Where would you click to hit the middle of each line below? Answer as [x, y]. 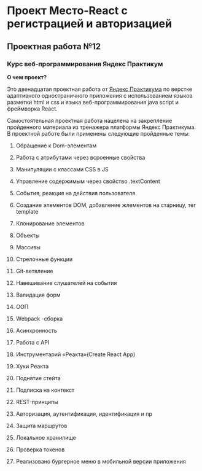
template [27, 211]
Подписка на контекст [45, 390]
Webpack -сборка [39, 318]
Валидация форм [38, 295]
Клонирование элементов [50, 223]
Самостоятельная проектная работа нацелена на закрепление [90, 120]
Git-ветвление [34, 271]
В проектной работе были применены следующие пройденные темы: [98, 133]
